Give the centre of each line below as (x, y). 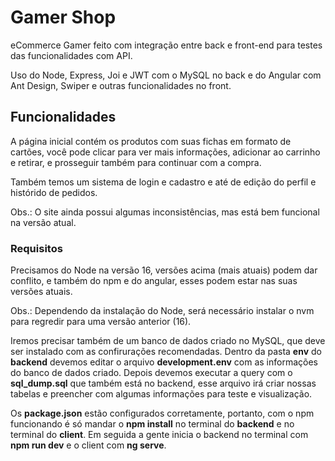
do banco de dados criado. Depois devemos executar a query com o (151, 373)
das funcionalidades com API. (71, 55)
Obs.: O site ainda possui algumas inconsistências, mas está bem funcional (165, 212)
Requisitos (36, 248)
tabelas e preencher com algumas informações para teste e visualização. (161, 394)
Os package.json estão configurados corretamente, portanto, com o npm (162, 413)
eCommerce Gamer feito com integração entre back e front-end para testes (166, 45)
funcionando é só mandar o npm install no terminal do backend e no (152, 424)
